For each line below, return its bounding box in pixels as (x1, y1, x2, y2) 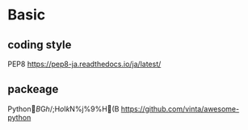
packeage (7, 82, 59, 96)
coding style (7, 38, 72, 52)
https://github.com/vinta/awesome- (120, 103, 240, 114)
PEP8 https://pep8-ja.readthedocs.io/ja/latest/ (7, 59, 162, 69)
